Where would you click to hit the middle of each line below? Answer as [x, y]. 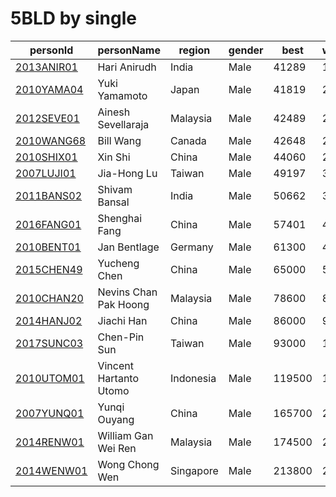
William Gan [125, 435]
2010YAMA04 [49, 89]
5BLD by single [73, 18]
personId [51, 50]
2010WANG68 [51, 140]
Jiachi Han [122, 320]
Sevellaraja [123, 124]
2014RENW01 [50, 442]
